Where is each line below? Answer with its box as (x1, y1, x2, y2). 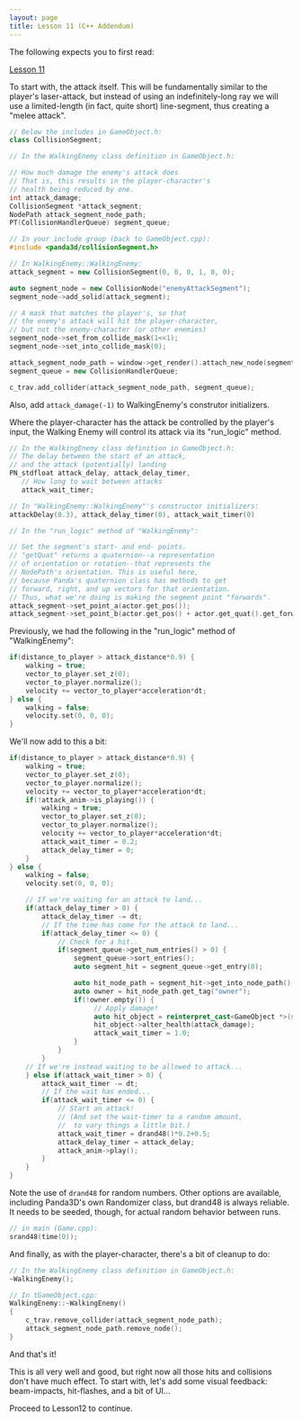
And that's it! (9, 1348, 57, 1360)
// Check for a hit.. (57, 937, 139, 946)
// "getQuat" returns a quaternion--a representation (9, 551, 216, 560)
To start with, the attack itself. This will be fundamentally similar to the (9, 81, 268, 92)
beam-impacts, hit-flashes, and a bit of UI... (9, 1385, 171, 1396)
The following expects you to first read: (9, 46, 155, 57)
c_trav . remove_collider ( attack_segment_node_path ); (25, 1316, 223, 1325)
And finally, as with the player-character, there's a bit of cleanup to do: (9, 1248, 271, 1259)
